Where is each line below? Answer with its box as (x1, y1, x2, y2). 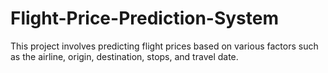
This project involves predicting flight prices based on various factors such (10, 40, 319, 52)
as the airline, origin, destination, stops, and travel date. (10, 50, 239, 62)
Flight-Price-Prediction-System (10, 7, 280, 30)
